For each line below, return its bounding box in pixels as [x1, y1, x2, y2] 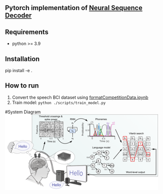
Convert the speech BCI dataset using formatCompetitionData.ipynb [12, 94, 149, 100]
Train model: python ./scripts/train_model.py [12, 99, 106, 105]
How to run [5, 82, 39, 90]
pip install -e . [5, 68, 33, 74]
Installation [5, 55, 40, 63]
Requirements [5, 28, 49, 36]
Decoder [5, 12, 32, 20]
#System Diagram [5, 109, 41, 115]
